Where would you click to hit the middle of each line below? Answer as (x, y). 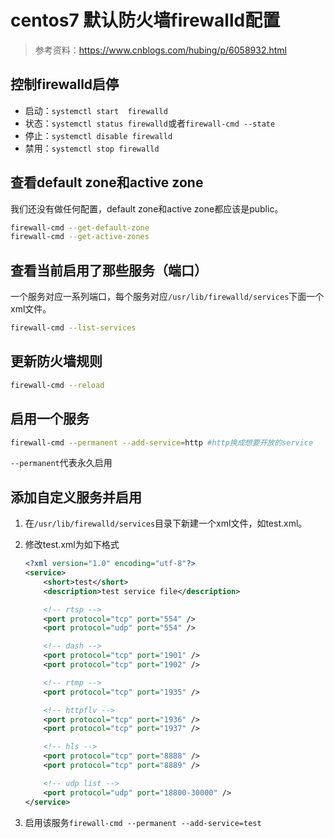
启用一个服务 (50, 419)
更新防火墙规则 (56, 361)
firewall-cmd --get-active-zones (80, 237)
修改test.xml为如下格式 (72, 545)
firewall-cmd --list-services (73, 328)
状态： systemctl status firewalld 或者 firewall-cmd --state (150, 123)
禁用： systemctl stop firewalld (92, 148)
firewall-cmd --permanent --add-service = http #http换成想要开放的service (162, 442)
